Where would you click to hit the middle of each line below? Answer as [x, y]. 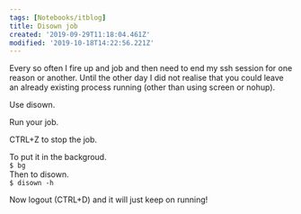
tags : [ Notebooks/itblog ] [58, 18]
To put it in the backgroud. [58, 157]
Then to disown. [39, 174]
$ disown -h [31, 183]
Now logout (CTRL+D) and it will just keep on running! [109, 200]
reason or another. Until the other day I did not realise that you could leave [147, 78]
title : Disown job [44, 26]
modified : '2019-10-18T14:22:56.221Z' [82, 43]
